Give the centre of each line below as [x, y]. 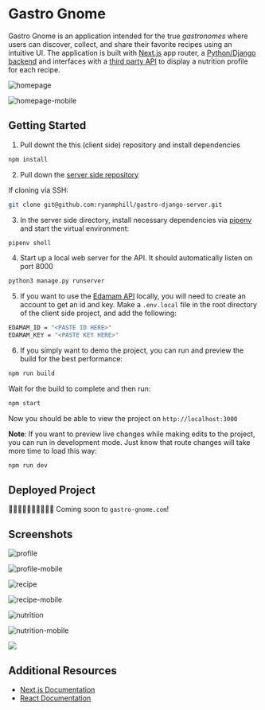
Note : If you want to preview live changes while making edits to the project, [132, 434]
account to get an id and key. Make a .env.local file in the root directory [138, 305]
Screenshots [41, 534]
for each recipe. [35, 69]
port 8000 [36, 267]
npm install [28, 159]
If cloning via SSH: [39, 190]
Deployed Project [52, 490]
